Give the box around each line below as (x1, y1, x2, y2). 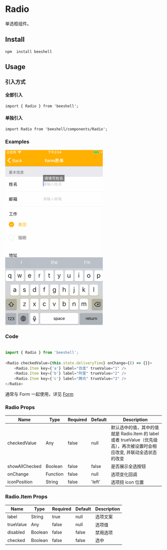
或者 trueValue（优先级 (111, 437, 158, 443)
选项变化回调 (111, 471, 138, 477)
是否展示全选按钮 (111, 463, 146, 469)
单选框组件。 (5, 20, 31, 26)
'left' (91, 479, 100, 485)
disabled (7, 529, 25, 536)
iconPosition (7, 479, 33, 485)
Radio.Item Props (5, 493, 48, 500)
